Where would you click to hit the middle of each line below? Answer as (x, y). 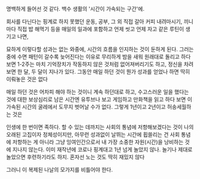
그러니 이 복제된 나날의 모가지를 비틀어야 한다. (60, 170)
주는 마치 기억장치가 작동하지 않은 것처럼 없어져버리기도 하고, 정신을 (104, 64)
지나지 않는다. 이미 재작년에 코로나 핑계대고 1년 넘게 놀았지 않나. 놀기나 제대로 (102, 149)
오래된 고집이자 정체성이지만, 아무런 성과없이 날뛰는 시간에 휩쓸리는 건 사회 (93, 134)
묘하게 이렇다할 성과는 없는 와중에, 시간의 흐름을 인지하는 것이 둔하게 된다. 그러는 (100, 49)
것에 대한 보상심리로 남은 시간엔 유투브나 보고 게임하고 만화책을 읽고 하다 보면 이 (99, 99)
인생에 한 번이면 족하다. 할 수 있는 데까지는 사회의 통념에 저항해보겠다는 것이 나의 (100, 127)
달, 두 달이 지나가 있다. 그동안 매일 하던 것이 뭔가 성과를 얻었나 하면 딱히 (107, 72)
